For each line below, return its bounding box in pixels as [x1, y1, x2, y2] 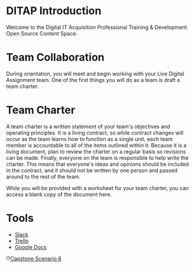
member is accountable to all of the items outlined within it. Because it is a [6, 142, 187, 149]
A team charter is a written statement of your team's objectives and [6, 123, 170, 130]
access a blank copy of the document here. [6, 191, 112, 198]
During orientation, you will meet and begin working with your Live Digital [6, 70, 184, 77]
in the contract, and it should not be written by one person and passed [6, 166, 178, 174]
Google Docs [14, 243, 47, 250]
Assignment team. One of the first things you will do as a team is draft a [6, 76, 180, 83]
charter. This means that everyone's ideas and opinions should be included [6, 161, 189, 168]
